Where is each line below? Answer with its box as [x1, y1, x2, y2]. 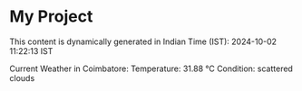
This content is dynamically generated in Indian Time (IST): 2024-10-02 [9, 36, 278, 47]
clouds [9, 72, 35, 83]
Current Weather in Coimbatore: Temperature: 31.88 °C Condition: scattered [9, 63, 293, 74]
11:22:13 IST [9, 45, 54, 56]
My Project [9, 6, 93, 27]
